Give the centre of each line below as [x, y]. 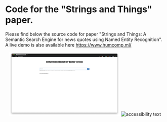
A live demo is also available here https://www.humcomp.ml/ [68, 45]
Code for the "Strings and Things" [79, 9]
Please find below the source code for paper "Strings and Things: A [76, 34]
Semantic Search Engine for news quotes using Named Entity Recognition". [84, 39]
